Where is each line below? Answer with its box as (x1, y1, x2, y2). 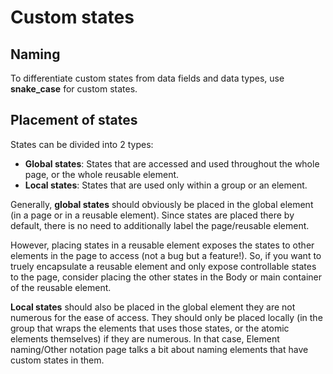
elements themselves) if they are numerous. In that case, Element (10, 332, 280, 345)
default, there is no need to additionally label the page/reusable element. (10, 219, 310, 231)
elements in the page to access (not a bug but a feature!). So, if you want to (10, 249, 322, 261)
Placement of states (10, 112, 138, 129)
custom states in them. (10, 354, 105, 366)
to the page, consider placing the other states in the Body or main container (10, 271, 322, 283)
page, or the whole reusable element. (24, 168, 180, 180)
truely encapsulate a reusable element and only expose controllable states (10, 260, 317, 272)
